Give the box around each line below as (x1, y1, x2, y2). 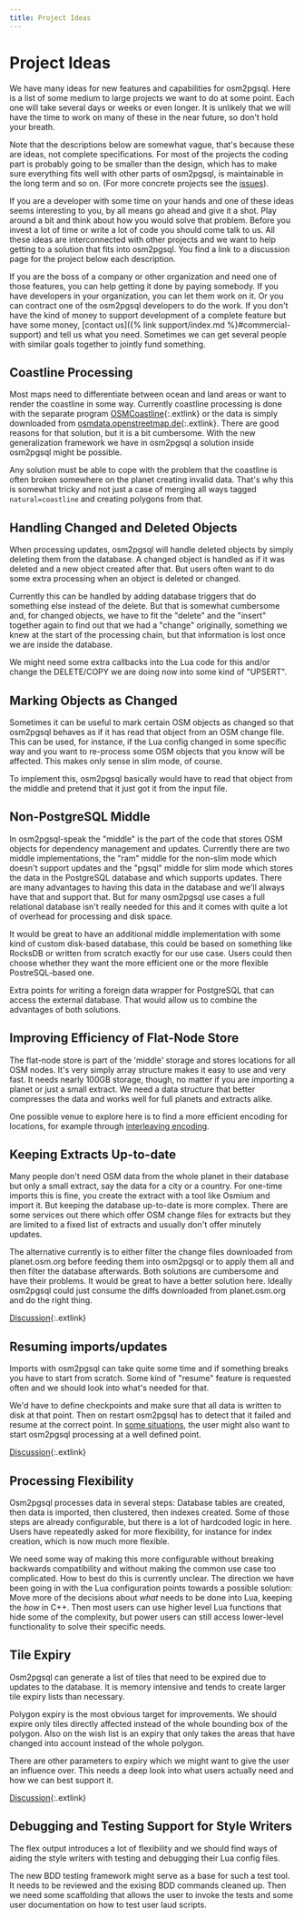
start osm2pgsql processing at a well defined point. (9, 1429, 201, 1440)
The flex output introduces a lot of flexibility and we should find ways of (9, 1843, 278, 1853)
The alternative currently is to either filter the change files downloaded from (9, 1247, 293, 1257)
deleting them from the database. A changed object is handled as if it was (9, 554, 286, 565)
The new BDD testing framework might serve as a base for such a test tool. (9, 1870, 290, 1881)
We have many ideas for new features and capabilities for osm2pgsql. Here (9, 83, 291, 94)
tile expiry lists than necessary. (9, 1691, 125, 1702)
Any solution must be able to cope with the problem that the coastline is (9, 465, 278, 476)
